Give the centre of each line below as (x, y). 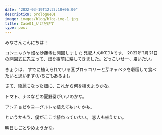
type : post (16, 28)
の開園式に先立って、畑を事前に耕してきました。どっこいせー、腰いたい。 (80, 59)
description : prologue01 (30, 14)
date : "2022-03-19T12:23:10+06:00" (41, 10)
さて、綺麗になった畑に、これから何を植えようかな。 (59, 86)
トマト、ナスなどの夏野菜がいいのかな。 (46, 97)
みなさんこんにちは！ (27, 43)
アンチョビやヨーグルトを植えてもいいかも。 (50, 107)
